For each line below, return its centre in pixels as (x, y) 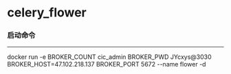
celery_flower (47, 13)
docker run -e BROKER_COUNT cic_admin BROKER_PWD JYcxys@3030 (109, 57)
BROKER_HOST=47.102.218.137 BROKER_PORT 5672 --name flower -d (107, 64)
